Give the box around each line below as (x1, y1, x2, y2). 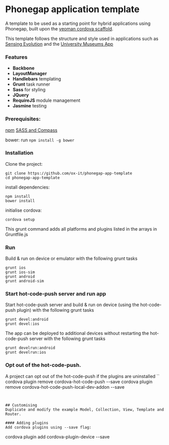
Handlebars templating (12, 76, 62, 82)
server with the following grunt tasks (29, 336, 106, 342)
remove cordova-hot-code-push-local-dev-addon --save (5, 384, 125, 390)
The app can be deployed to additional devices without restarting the (5, 330, 149, 337)
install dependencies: (5, 184, 50, 190)
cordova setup (5, 217, 35, 222)
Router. (5, 412, 22, 417)
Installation (5, 150, 34, 157)
